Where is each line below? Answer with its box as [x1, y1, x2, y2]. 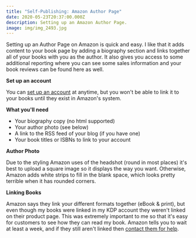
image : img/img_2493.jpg [6, 25, 67, 31]
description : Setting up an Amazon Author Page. [6, 19, 127, 25]
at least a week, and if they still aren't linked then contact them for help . [6, 225, 179, 232]
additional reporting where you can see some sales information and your [6, 60, 182, 67]
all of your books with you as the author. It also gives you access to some [6, 53, 184, 60]
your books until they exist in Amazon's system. [6, 95, 121, 102]
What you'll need [6, 106, 49, 113]
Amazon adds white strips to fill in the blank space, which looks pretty [6, 171, 175, 179]
